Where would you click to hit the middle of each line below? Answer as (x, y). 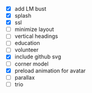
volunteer (27, 50)
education (27, 43)
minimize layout (34, 29)
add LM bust (30, 9)
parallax (24, 77)
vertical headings (36, 36)
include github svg (38, 57)
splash (23, 16)
